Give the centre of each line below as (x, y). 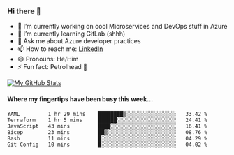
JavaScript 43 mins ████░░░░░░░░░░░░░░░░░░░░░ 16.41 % (108, 126)
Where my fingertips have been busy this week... (80, 99)
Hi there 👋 (24, 11)
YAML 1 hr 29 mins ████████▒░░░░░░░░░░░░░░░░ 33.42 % (108, 114)
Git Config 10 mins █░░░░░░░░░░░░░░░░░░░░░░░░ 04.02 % (108, 145)
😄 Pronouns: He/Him (48, 59)
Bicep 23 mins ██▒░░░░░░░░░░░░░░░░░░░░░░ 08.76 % (108, 132)
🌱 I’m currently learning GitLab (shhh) (71, 34)
